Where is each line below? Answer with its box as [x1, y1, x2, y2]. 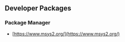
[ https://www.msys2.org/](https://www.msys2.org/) [12, 30, 120, 37]
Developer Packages [5, 4, 71, 13]
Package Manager [5, 19, 51, 26]
